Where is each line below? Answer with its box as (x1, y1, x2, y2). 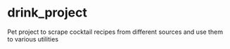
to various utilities (7, 35, 58, 43)
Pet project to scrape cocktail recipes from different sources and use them (7, 28, 224, 36)
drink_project (7, 5, 88, 21)
